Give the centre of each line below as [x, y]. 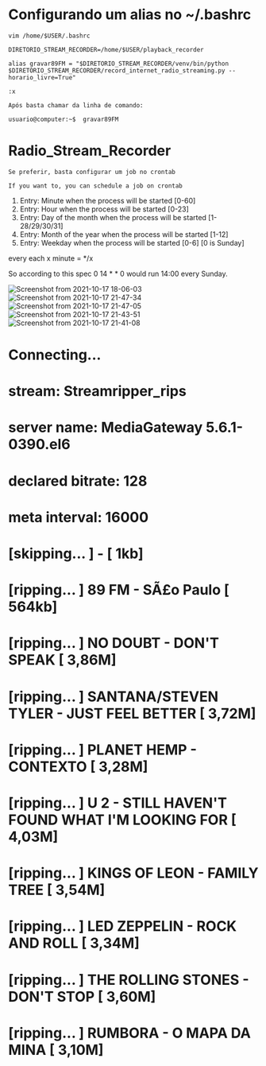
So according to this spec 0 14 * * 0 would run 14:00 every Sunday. [118, 273]
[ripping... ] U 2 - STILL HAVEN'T [118, 802]
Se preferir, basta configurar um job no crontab [92, 172]
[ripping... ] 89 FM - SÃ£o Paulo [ [119, 590]
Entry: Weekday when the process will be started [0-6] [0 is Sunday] [132, 242]
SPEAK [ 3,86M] [62, 660]
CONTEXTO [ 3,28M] [78, 767]
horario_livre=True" [42, 77]
